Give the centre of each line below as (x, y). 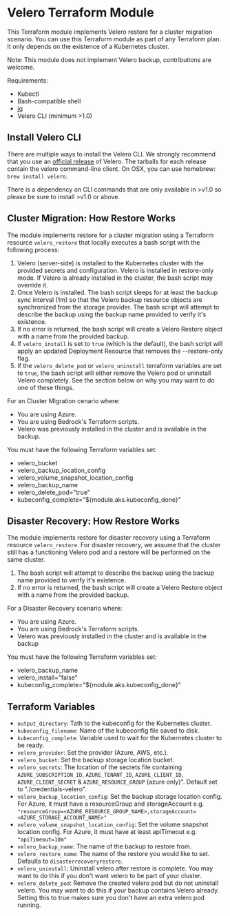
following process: (33, 250)
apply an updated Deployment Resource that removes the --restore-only (120, 351)
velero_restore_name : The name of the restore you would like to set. (113, 854)
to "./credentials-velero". (52, 789)
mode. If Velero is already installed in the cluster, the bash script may (115, 278)
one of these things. (45, 387)
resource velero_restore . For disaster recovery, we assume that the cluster (114, 545)
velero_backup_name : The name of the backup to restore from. (104, 846)
